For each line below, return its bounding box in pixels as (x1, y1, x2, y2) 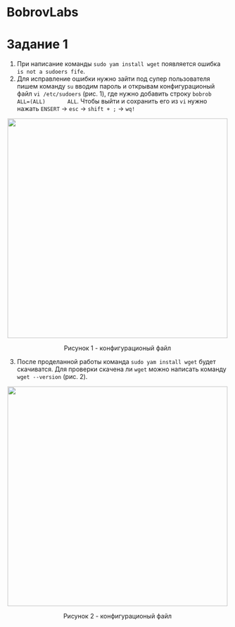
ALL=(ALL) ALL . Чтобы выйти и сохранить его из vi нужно (16, 97, 208, 105)
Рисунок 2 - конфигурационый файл (63, 612, 172, 621)
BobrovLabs (6, 4, 79, 20)
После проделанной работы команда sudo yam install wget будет (16, 358, 216, 366)
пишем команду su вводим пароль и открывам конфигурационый (16, 82, 215, 91)
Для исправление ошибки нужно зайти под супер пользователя (16, 75, 210, 83)
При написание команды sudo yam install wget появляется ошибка (16, 60, 221, 68)
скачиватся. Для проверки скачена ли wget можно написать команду (16, 365, 227, 373)
